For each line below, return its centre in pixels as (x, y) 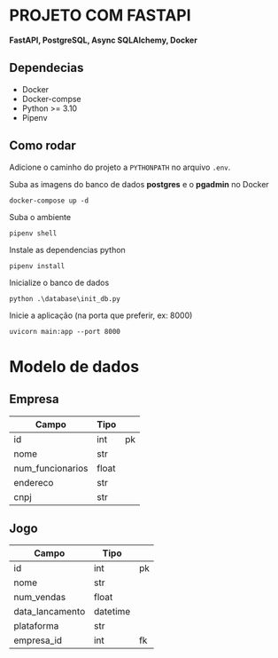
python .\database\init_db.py (65, 298)
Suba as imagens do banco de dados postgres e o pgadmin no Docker (139, 184)
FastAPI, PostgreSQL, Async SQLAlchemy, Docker (103, 40)
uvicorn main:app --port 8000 (65, 331)
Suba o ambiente (40, 217)
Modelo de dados (74, 366)
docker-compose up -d (49, 201)
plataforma (36, 626)
